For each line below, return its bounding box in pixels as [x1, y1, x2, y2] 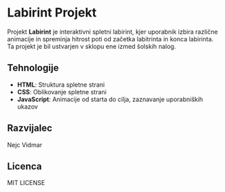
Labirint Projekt [7, 5, 97, 21]
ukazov [17, 102, 39, 111]
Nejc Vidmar [7, 140, 43, 149]
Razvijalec [7, 122, 53, 134]
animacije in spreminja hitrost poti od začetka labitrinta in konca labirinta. [7, 34, 214, 43]
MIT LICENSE [7, 179, 45, 187]
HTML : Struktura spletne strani [17, 81, 105, 89]
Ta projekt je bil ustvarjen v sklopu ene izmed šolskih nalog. [7, 42, 177, 50]
